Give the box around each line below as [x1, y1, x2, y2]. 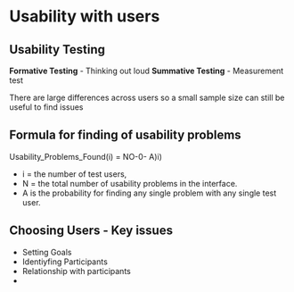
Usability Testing [9, 42, 105, 57]
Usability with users [9, 6, 160, 27]
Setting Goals [21, 246, 72, 257]
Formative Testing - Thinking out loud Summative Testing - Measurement [9, 65, 284, 76]
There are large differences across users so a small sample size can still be [9, 92, 285, 103]
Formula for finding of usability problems [9, 128, 242, 143]
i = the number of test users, [21, 168, 127, 179]
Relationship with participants [21, 265, 131, 276]
